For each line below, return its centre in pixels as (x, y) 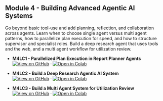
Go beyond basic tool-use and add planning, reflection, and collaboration (80, 28)
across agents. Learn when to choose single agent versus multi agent (76, 33)
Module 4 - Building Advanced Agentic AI (70, 8)
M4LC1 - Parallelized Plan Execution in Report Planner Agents (77, 58)
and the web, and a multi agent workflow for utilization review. (68, 49)
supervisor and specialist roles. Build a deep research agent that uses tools (81, 44)
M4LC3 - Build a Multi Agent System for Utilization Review (73, 88)
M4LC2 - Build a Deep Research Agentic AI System (65, 73)
